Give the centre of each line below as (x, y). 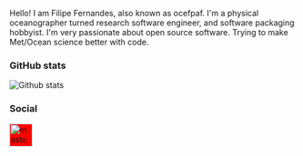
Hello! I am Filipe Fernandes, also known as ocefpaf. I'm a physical (134, 13)
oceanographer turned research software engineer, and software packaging (152, 23)
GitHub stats (38, 65)
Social (24, 109)
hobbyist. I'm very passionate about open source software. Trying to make (149, 32)
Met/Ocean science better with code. (79, 42)
